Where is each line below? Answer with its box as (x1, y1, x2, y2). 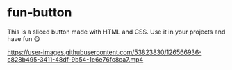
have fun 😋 (7, 34, 40, 43)
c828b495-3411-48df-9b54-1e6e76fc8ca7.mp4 (7, 55, 144, 63)
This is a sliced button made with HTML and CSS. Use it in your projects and (7, 27, 226, 36)
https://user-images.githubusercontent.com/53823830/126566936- (7, 48, 202, 56)
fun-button (7, 5, 72, 21)
